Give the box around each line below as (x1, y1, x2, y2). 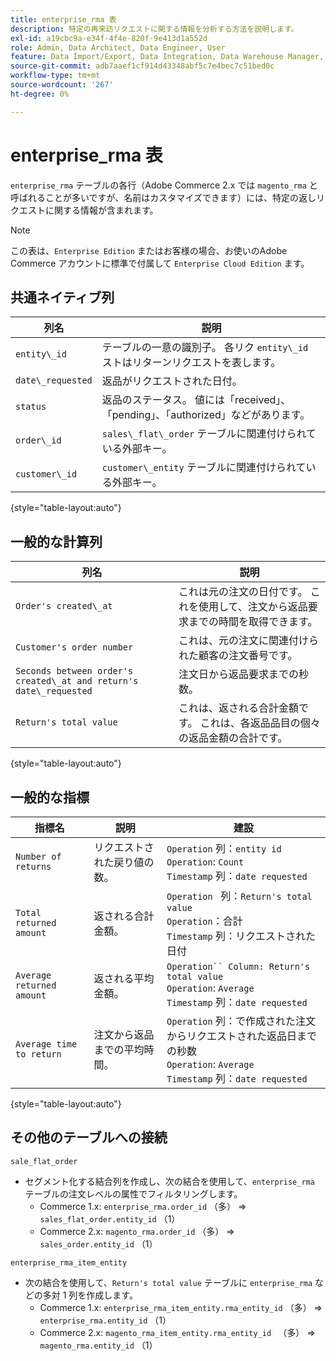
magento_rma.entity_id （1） (39, 1339, 158, 1351)
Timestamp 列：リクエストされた (166, 929, 317, 943)
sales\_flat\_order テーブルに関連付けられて (101, 427, 317, 441)
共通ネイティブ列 (10, 289, 115, 306)
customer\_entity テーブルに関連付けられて (101, 461, 307, 475)
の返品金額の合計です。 (178, 731, 288, 745)
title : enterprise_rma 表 (10, 14, 117, 25)
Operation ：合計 (166, 914, 243, 928)
